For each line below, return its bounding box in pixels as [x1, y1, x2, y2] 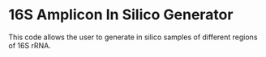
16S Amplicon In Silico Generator [8, 6, 234, 24]
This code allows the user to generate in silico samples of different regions [8, 32, 258, 42]
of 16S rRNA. [8, 40, 51, 50]
